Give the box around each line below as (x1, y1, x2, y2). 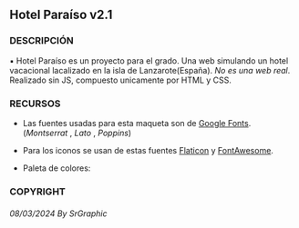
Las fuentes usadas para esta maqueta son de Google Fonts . (22, 117, 252, 128)
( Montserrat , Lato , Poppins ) (22, 127, 132, 138)
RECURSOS (9, 97, 61, 110)
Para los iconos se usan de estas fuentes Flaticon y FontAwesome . (22, 144, 273, 155)
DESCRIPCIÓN (9, 35, 75, 47)
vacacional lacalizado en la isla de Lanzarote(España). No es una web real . (9, 64, 291, 75)
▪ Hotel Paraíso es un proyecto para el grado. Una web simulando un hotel (9, 55, 289, 66)
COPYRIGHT (9, 185, 67, 198)
